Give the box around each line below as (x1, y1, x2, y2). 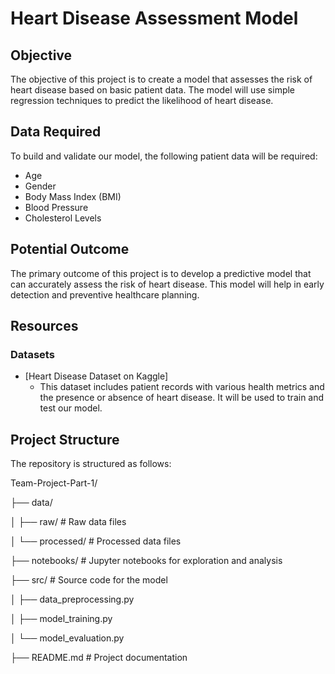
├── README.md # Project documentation (10, 652, 188, 664)
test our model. (39, 402, 103, 414)
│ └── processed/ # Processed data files (10, 535, 182, 547)
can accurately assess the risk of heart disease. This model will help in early (10, 278, 325, 290)
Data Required (10, 123, 102, 141)
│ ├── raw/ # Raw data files (10, 516, 127, 528)
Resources (10, 318, 79, 335)
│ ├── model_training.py (10, 613, 113, 625)
